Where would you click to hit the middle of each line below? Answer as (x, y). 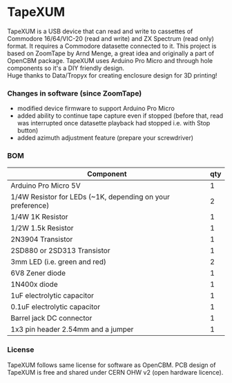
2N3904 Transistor (42, 239)
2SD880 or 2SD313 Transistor (60, 250)
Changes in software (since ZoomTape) (75, 93)
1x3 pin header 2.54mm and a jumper (72, 329)
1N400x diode (34, 284)
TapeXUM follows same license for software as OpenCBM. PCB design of (112, 365)
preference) (30, 205)
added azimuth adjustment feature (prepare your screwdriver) (105, 138)
